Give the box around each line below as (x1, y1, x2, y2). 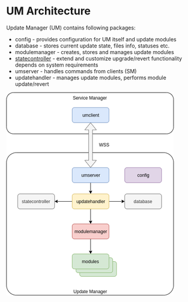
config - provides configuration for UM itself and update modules (14, 35, 177, 43)
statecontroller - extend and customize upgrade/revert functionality (14, 55, 182, 62)
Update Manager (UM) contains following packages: (6, 24, 136, 31)
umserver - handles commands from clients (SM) (14, 67, 137, 74)
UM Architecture (6, 4, 91, 18)
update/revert (14, 80, 49, 88)
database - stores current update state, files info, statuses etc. (14, 42, 170, 49)
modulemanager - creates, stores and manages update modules (14, 48, 174, 55)
